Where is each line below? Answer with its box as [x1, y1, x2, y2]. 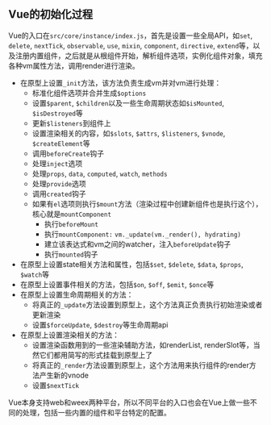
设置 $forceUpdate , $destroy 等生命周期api [31, 319, 169, 329]
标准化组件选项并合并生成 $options [31, 88, 147, 98]
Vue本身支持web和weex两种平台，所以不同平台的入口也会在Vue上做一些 [8, 398, 250, 407]
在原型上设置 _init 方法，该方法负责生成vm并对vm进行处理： [19, 77, 222, 87]
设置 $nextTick [31, 380, 80, 390]
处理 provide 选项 [31, 178, 86, 188]
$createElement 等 [31, 138, 90, 148]
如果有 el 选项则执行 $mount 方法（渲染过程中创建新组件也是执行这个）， [31, 198, 263, 208]
